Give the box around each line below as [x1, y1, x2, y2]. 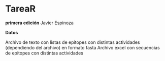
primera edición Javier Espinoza [5, 20, 74, 26]
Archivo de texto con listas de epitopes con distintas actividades [5, 39, 140, 45]
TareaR [5, 3, 36, 15]
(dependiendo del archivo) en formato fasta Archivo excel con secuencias [5, 44, 160, 50]
